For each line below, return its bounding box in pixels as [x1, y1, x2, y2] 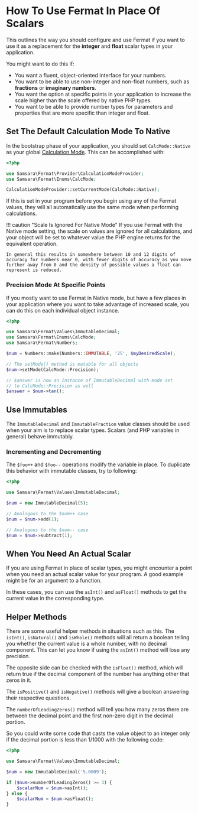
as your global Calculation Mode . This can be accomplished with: [6, 148, 165, 155]
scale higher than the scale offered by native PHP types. [14, 96, 152, 104]
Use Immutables [6, 405, 68, 415]
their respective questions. [6, 694, 72, 701]
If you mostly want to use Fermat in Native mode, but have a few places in [6, 294, 186, 301]
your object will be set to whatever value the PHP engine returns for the [6, 234, 180, 241]
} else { [6, 791, 28, 796]
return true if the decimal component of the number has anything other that [6, 671, 190, 678]
